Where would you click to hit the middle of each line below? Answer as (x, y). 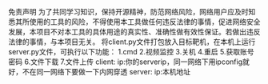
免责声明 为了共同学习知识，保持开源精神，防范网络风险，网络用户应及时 (128, 12)
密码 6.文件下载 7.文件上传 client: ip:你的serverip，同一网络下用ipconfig (125, 62)
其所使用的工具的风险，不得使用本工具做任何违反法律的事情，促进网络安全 (138, 22)
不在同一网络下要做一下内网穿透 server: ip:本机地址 (106, 72)
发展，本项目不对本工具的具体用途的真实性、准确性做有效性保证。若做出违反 (134, 32)
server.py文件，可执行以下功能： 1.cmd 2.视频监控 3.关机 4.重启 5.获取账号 (131, 52)
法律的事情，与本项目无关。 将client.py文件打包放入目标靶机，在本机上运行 (132, 42)
